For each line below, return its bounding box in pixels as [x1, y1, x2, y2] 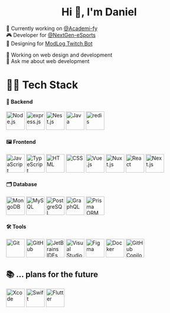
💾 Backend [6, 98, 33, 105]
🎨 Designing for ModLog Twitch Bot [6, 39, 93, 47]
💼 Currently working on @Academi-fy [6, 25, 98, 32]
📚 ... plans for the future [6, 269, 99, 279]
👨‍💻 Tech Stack [6, 78, 79, 92]
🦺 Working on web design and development [6, 51, 113, 58]
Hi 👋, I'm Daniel [61, 5, 137, 19]
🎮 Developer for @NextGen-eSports [6, 31, 96, 38]
